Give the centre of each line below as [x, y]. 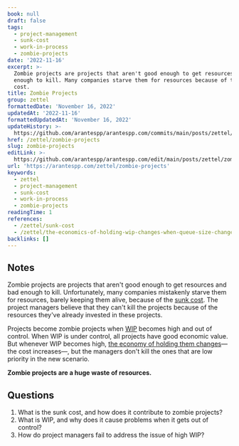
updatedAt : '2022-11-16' [44, 113]
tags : [15, 27]
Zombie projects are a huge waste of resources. [80, 373]
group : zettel [28, 100]
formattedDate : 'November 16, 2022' [62, 107]
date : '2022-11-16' [36, 60]
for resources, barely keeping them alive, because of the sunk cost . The [113, 300]
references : [25, 219]
